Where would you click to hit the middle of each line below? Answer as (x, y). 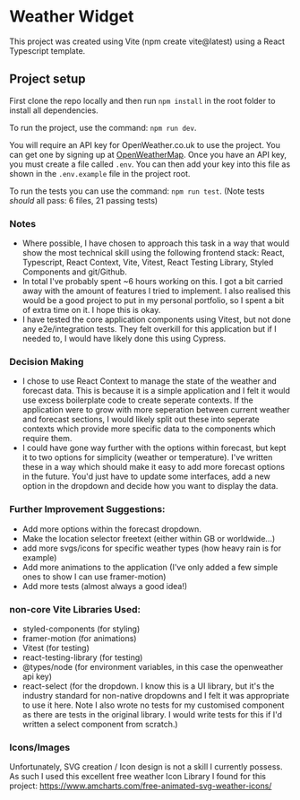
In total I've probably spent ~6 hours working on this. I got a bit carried (153, 282)
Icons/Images (40, 747)
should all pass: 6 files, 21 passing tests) (84, 200)
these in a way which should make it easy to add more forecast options (153, 467)
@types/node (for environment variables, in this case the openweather (153, 666)
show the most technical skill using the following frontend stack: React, (153, 253)
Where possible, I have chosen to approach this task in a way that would (156, 243)
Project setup (48, 79)
